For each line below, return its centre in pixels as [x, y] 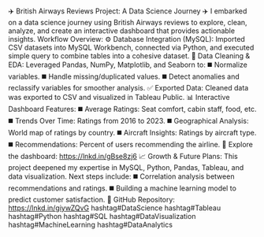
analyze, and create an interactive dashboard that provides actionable [121, 31]
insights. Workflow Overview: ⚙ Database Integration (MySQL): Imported [127, 39]
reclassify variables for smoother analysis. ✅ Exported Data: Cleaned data [128, 88]
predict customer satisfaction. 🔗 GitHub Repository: [92, 200]
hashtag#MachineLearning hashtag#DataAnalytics [91, 224]
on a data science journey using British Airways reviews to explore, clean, [128, 22]
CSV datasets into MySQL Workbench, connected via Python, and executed [131, 47]
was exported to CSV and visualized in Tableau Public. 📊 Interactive [119, 97]
